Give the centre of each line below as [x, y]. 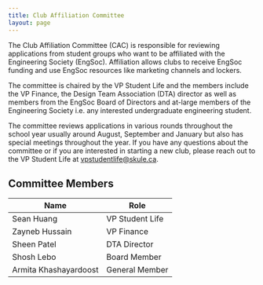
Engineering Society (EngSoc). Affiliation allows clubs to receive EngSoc [125, 62]
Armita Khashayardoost [55, 270]
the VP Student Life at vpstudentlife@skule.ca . [83, 159]
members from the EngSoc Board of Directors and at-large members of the [130, 102]
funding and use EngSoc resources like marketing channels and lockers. [125, 70]
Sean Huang [35, 219]
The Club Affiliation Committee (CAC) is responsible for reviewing [114, 45]
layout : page [29, 23]
